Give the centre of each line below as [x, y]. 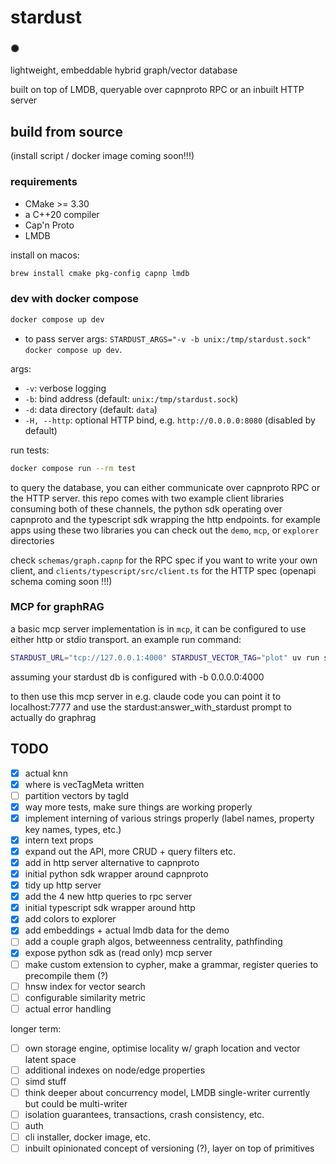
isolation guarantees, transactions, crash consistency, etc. [144, 1114]
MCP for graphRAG [57, 607]
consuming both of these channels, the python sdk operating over [146, 508]
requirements [44, 182]
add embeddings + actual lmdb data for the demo [127, 930]
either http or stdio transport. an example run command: [126, 639]
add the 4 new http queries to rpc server [108, 897]
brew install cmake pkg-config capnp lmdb [100, 273]
